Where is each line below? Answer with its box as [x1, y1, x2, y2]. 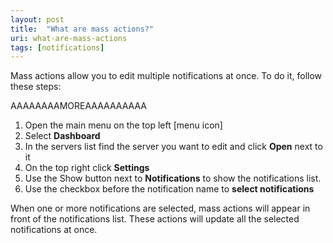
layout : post [10, 14, 65, 25]
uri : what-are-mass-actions [10, 33, 128, 43]
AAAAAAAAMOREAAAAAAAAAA [10, 100, 147, 112]
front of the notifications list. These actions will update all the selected [10, 213, 300, 225]
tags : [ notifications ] [10, 42, 105, 53]
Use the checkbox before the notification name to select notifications [24, 183, 315, 195]
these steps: [10, 81, 62, 93]
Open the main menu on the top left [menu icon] [24, 119, 223, 131]
